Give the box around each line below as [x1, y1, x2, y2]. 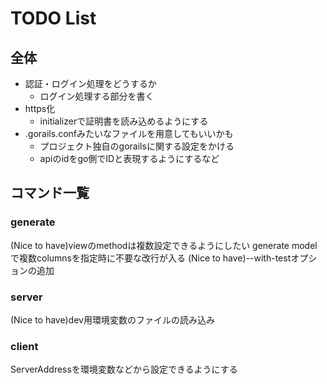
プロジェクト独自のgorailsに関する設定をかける [39, 140, 235, 152]
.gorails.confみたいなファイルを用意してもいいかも [24, 128, 234, 139]
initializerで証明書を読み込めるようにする [39, 115, 209, 127]
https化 [24, 103, 56, 114]
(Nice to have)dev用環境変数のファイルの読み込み [10, 313, 215, 326]
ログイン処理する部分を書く [39, 90, 155, 102]
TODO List [10, 7, 97, 30]
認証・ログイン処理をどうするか [24, 78, 157, 89]
